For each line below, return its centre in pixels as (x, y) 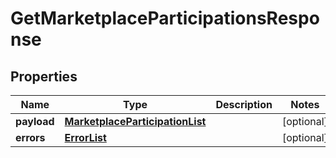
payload (35, 121)
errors (30, 137)
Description (244, 104)
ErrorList (85, 137)
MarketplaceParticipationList (135, 121)
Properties (44, 76)
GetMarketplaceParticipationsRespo (165, 18)
